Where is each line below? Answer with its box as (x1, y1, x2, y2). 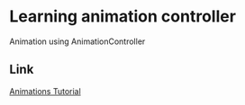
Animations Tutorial (9, 85, 81, 96)
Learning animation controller (9, 6, 237, 27)
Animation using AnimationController (9, 36, 146, 47)
